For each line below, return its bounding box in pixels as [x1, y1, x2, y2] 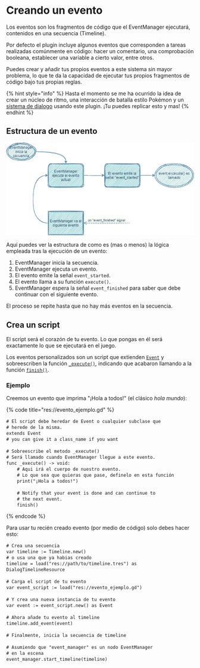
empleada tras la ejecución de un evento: [6, 247, 108, 255]
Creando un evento [6, 4, 103, 17]
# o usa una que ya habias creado [6, 555, 92, 561]
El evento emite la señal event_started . [14, 272, 111, 279]
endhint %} [6, 109, 34, 116]
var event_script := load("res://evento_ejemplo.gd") [6, 585, 143, 591]
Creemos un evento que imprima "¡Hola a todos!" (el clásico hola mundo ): [6, 395, 187, 402]
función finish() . [6, 366, 49, 373]
